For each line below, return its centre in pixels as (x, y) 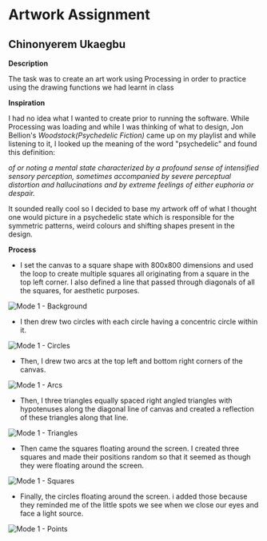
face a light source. (52, 513)
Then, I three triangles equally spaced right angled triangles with (126, 400)
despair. (22, 193)
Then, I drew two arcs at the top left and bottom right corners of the (131, 361)
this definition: (32, 152)
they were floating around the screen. (82, 465)
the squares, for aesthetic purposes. (80, 290)
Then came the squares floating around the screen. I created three (130, 448)
